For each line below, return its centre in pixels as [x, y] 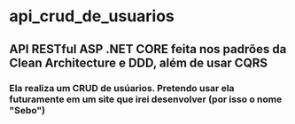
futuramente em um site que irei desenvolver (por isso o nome [146, 99]
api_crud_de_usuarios [92, 16]
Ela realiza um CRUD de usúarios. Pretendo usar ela [122, 88]
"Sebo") [27, 110]
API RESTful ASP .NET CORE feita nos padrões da [148, 49]
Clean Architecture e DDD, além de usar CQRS [139, 62]
